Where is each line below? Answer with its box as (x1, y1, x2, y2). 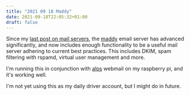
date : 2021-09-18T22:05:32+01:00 (6, 14, 88, 20)
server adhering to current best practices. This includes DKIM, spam (6, 48, 172, 55)
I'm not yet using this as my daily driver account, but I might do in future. (6, 83, 182, 90)
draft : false (6, 19, 38, 25)
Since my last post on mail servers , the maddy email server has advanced (6, 36, 185, 43)
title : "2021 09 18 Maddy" (6, 8, 72, 15)
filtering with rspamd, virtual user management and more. (6, 54, 145, 61)
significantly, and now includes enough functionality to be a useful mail (6, 41, 178, 48)
